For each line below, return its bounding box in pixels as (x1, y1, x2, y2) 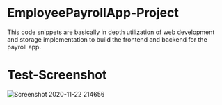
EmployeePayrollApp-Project (7, 5, 179, 21)
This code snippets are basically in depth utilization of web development (7, 28, 215, 36)
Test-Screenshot (7, 67, 107, 83)
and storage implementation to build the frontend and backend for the (7, 35, 207, 43)
